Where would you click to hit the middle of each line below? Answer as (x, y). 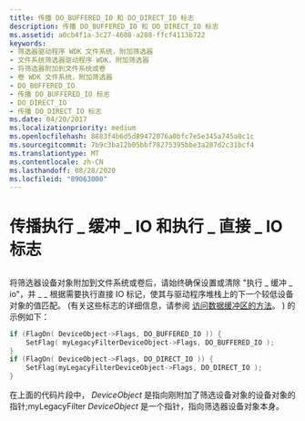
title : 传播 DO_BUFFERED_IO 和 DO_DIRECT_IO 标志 (102, 18)
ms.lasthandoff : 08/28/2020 (63, 170)
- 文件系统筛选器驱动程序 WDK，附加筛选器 (80, 60)
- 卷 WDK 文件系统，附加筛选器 (61, 77)
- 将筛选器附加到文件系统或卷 (58, 69)
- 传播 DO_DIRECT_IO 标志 (56, 111)
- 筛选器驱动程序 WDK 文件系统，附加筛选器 (81, 52)
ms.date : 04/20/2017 (49, 119)
